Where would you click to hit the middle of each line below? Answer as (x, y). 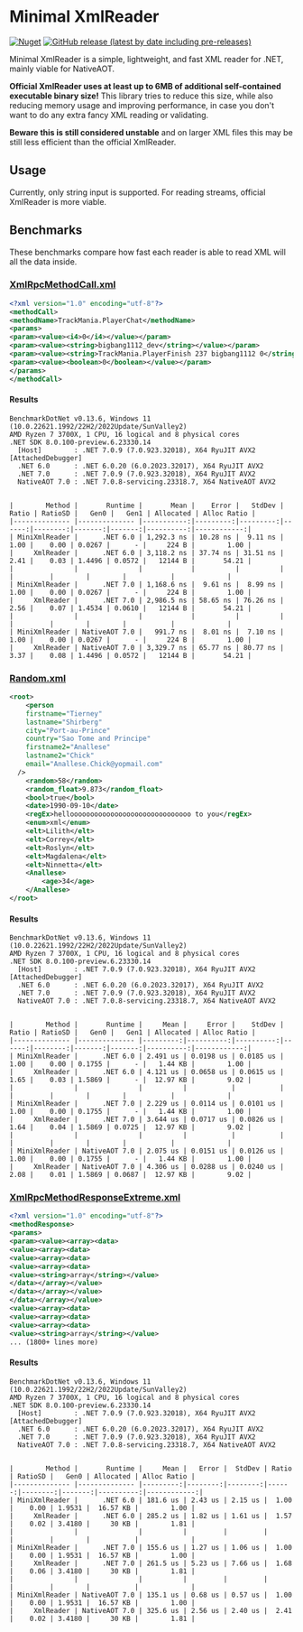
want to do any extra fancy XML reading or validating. (109, 115)
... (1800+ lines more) (54, 1342)
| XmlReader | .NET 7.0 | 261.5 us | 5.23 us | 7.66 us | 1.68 (151, 1563)
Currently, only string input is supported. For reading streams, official (138, 192)
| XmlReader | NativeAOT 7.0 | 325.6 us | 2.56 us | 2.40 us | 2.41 (151, 1610)
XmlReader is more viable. (58, 201)
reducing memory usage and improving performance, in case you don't (142, 105)
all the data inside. (43, 261)
